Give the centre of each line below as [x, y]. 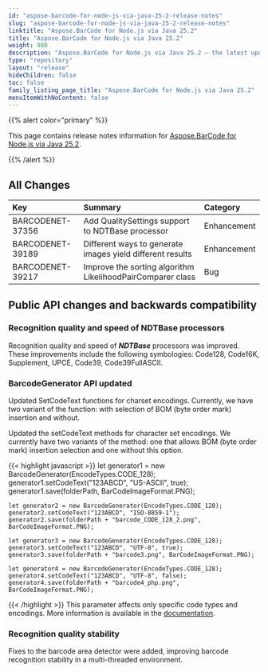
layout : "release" [39, 68]
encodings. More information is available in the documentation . [112, 614]
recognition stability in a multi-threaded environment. [96, 660]
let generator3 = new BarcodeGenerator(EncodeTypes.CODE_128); [116, 541]
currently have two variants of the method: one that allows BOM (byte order [132, 442]
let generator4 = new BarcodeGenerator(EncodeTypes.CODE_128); [116, 569]
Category [222, 207]
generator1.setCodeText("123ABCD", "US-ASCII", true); [99, 483]
